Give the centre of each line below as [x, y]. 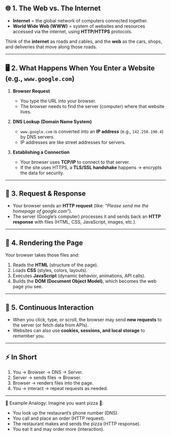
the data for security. [42, 173]
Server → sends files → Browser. [47, 377]
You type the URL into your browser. [58, 101]
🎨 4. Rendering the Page [44, 243]
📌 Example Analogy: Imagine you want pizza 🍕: [54, 403]
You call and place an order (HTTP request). [59, 418]
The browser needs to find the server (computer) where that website [92, 106]
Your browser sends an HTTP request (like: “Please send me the [80, 206]
